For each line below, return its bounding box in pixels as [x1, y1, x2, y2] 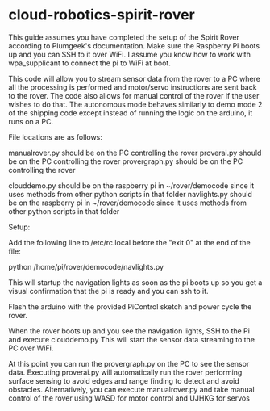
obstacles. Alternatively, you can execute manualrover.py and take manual [8, 384, 255, 394]
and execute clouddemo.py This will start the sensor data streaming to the [8, 334, 255, 344]
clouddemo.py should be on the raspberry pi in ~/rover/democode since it [8, 180, 255, 191]
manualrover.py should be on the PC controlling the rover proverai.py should [8, 148, 262, 157]
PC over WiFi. [8, 343, 54, 353]
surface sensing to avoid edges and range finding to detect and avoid [8, 375, 239, 385]
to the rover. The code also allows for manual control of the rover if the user [8, 90, 260, 100]
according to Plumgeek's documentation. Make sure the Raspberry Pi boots [8, 40, 260, 50]
